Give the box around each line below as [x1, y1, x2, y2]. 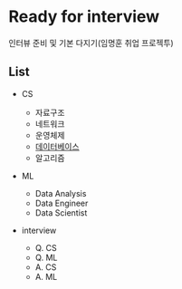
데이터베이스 [34, 140, 80, 151]
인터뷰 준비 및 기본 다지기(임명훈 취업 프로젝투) [8, 37, 174, 48]
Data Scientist [34, 207, 88, 218]
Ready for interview [8, 6, 160, 27]
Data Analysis [34, 188, 87, 198]
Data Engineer [34, 197, 89, 208]
